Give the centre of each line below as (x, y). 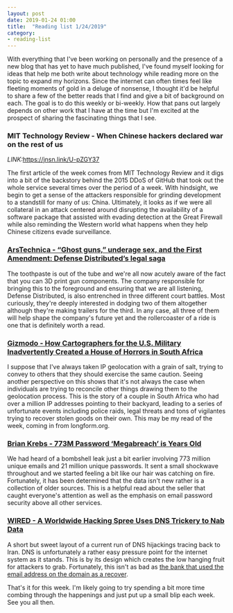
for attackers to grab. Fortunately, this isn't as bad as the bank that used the (115, 567)
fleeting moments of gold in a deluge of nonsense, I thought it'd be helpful (113, 89)
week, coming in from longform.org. (59, 426)
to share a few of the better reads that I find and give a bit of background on (116, 96)
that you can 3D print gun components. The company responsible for (106, 281)
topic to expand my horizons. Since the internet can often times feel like (110, 81)
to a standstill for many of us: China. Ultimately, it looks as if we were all (110, 202)
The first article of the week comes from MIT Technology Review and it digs (115, 173)
